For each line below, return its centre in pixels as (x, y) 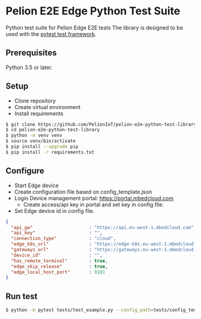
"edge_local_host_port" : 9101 (58, 272)
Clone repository (35, 101)
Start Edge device (36, 185)
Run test (22, 296)
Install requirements (39, 113)
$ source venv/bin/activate (41, 141)
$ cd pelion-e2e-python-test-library (53, 130)
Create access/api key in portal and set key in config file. (94, 204)
